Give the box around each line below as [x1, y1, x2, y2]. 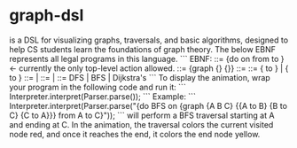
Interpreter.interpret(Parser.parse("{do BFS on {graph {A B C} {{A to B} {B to [9, 100, 288, 111]
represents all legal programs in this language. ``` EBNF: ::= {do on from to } [9, 53, 285, 64]
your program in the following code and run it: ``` [9, 82, 186, 92]
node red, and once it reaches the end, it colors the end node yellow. [9, 129, 261, 139]
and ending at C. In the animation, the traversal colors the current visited [9, 119, 274, 129]
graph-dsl [9, 5, 84, 26]
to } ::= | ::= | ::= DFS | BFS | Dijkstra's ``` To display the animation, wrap [9, 72, 270, 82]
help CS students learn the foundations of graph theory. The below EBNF [9, 43, 277, 54]
